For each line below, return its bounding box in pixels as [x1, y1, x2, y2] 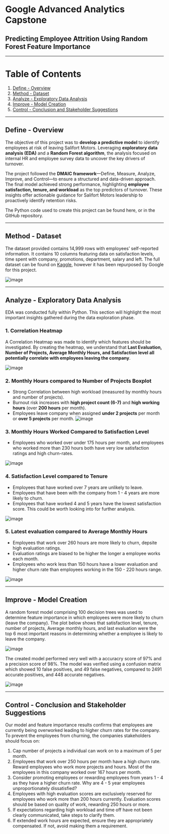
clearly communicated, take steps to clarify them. [12, 812, 116, 818]
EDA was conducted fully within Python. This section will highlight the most [5, 309, 161, 315]
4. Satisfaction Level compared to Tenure [5, 473, 108, 480]
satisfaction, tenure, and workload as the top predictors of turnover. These [5, 186, 162, 192]
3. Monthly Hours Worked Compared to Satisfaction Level [5, 428, 149, 435]
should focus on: [5, 738, 40, 744]
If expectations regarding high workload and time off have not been [12, 807, 152, 813]
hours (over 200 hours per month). [12, 405, 87, 411]
